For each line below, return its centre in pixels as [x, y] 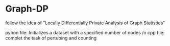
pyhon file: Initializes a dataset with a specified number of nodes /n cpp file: [85, 32]
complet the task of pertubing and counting [51, 38]
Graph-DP [27, 9]
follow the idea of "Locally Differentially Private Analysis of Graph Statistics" [85, 23]
